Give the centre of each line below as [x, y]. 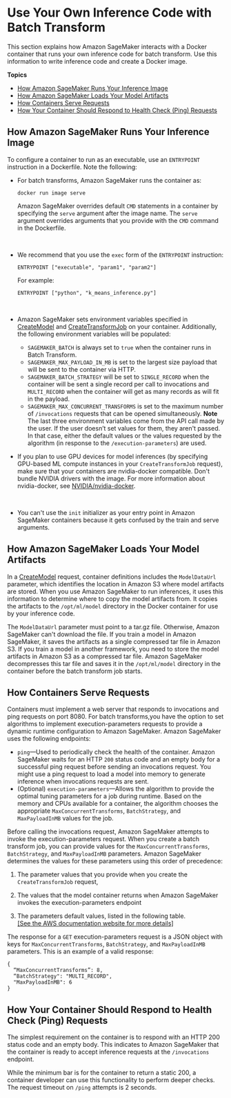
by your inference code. [41, 613]
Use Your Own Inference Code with [110, 13]
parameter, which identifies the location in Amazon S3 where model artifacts [115, 584]
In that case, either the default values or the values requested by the [124, 435]
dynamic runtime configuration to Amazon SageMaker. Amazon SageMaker [114, 731]
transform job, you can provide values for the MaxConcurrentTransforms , [109, 847]
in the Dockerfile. [42, 228]
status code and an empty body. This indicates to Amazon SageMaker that [113, 1045]
